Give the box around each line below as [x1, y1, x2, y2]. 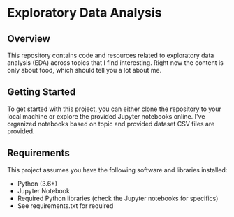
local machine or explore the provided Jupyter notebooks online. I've [7, 112, 205, 120]
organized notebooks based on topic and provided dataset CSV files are [7, 119, 215, 128]
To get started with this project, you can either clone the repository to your [7, 105, 222, 113]
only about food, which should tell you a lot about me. [7, 66, 162, 74]
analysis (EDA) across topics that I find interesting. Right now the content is [7, 59, 224, 67]
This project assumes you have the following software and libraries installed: [7, 165, 228, 174]
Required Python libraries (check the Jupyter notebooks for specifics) [17, 194, 219, 202]
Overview [7, 33, 51, 45]
